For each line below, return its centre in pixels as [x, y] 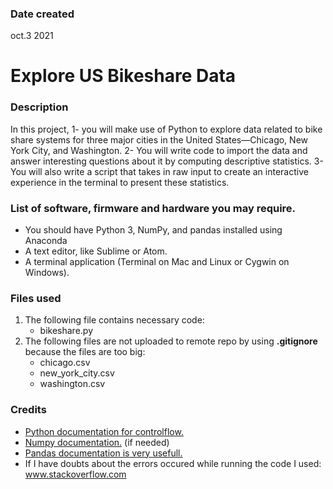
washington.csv [72, 384]
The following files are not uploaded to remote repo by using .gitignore [171, 341]
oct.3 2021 [32, 36]
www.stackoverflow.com [75, 474]
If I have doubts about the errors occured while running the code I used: [173, 463]
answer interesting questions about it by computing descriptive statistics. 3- [167, 161]
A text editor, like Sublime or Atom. [96, 251]
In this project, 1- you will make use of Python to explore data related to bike [166, 129]
